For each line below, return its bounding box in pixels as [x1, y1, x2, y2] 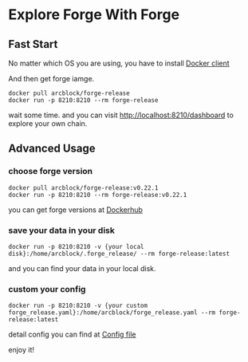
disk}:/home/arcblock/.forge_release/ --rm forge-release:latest [8, 250, 230, 258]
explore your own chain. [8, 119, 88, 128]
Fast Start [8, 37, 58, 51]
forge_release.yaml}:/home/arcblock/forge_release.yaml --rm [8, 309, 216, 317]
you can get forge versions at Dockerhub [8, 205, 144, 214]
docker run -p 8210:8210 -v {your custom [8, 301, 148, 310]
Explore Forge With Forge [8, 6, 180, 24]
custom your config [8, 283, 86, 294]
